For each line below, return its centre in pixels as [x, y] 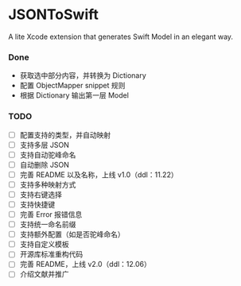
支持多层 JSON [44, 145]
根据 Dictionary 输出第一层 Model [74, 95]
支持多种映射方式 [48, 184]
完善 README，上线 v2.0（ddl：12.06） [85, 265]
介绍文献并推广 [44, 274]
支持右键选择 [41, 194]
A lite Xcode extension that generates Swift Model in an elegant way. [120, 37]
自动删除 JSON [44, 164]
